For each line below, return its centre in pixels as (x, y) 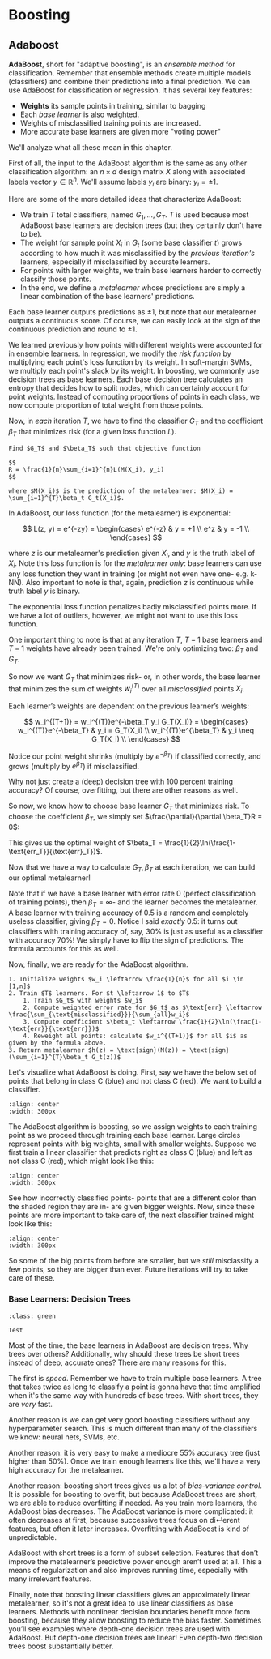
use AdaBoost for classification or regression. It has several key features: (130, 90)
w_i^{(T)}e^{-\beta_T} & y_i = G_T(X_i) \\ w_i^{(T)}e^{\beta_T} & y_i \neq (136, 730)
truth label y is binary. (44, 591)
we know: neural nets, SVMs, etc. (64, 1437)
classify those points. (55, 279)
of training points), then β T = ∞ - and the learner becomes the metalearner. (133, 903)
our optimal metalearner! (49, 878)
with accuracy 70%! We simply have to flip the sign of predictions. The (126, 940)
